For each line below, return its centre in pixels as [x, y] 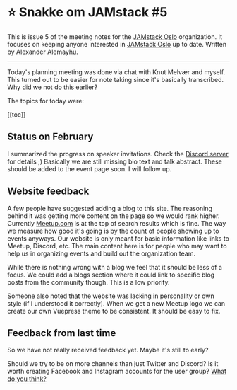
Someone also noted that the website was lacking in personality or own [111, 296]
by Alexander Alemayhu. [43, 52]
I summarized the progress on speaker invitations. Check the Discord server [118, 154]
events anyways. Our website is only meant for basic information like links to [118, 238]
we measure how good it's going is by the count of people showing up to [113, 231]
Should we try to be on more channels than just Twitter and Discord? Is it [113, 364]
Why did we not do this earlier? [53, 87]
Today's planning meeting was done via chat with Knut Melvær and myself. [116, 72]
